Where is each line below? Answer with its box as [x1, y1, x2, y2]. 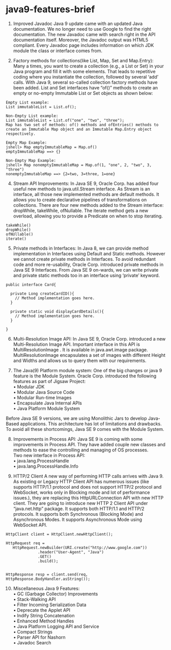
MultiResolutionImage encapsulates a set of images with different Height [13, 352, 166, 358]
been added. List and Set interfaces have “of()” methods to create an [13, 84, 158, 90]
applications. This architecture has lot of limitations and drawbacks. [20, 420, 162, 427]
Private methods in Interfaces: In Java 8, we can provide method [13, 245, 149, 251]
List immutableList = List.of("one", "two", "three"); [6, 117, 125, 123]
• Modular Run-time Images [13, 394, 72, 400]
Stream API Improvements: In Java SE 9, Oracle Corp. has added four [13, 180, 159, 186]
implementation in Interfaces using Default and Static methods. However [13, 250, 166, 256]
